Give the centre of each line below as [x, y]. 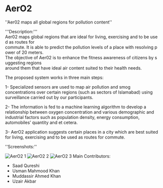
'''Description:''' [21, 31]
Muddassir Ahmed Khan [36, 176]
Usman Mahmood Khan [36, 171]
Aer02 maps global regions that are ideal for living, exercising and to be [77, 37]
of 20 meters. [30, 52]
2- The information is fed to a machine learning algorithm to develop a [76, 107]
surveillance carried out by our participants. [49, 97]
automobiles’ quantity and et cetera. [41, 122]
